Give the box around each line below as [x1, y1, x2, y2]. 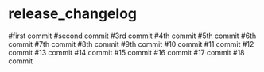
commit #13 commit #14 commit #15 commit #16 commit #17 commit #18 [8, 47, 245, 57]
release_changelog [8, 5, 138, 23]
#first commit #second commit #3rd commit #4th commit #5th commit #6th [8, 31, 257, 40]
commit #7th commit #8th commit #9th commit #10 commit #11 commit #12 [8, 39, 254, 48]
